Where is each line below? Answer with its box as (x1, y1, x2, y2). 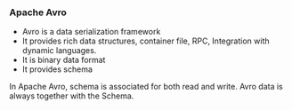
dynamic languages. (21, 45, 97, 56)
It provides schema (21, 64, 93, 75)
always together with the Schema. (9, 90, 134, 101)
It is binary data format (21, 55, 106, 66)
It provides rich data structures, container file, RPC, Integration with (21, 35, 270, 46)
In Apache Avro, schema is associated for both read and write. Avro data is (9, 82, 283, 92)
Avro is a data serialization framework (21, 27, 161, 37)
